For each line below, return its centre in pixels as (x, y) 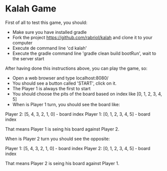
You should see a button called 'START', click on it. (65, 83)
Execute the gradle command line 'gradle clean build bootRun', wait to (84, 53)
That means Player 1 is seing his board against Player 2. (62, 129)
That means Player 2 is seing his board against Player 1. (62, 163)
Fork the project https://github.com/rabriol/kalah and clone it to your (83, 37)
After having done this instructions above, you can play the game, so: (76, 68)
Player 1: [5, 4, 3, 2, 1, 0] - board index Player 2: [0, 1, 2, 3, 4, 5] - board (78, 148)
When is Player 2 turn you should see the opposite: (58, 139)
